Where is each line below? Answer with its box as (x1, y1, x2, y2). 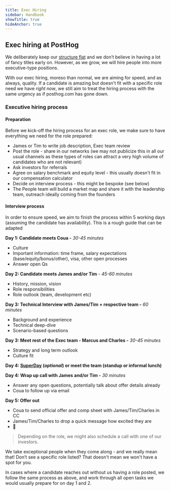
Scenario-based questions (12, 328, 69, 334)
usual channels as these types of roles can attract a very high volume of (12, 154, 164, 160)
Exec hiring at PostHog (5, 40, 79, 49)
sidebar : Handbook (5, 12, 44, 17)
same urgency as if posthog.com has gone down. (5, 91, 109, 97)
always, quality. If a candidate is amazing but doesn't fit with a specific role (5, 80, 162, 86)
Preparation (5, 116, 31, 122)
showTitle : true (5, 17, 40, 22)
